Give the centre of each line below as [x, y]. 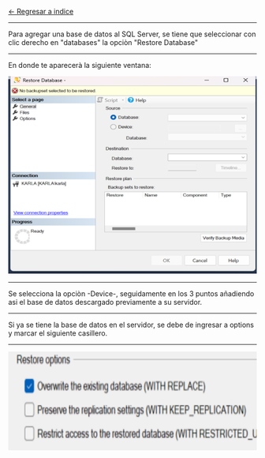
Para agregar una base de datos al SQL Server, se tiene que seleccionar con [132, 34]
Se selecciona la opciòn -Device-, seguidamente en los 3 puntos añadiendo [131, 294]
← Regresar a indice [41, 11]
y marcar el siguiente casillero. [58, 333]
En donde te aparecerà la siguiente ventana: [80, 65]
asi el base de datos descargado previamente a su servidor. [105, 302]
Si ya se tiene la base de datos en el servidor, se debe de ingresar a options [131, 325]
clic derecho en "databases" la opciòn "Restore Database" [103, 42]
